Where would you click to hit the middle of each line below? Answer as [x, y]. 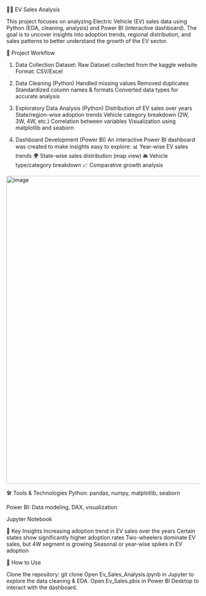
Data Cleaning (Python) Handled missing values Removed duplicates [102, 83]
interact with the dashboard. [42, 587]
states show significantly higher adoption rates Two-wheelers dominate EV [101, 537]
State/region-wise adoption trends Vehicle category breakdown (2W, [102, 115]
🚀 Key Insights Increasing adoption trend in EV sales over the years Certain [101, 531]
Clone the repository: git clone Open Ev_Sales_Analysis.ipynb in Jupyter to [100, 574]
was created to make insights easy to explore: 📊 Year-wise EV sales [101, 147]
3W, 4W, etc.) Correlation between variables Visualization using [95, 121]
